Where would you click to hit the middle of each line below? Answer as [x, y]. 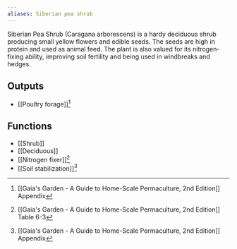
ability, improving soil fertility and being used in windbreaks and [117, 56]
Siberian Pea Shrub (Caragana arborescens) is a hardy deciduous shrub [112, 34]
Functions [30, 127]
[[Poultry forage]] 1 [44, 104]
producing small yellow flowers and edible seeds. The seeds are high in [111, 41]
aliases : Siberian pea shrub [50, 14]
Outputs [26, 86]
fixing [16, 56]
